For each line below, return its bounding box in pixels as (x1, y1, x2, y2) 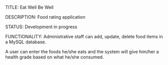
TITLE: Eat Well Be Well (5, 5, 54, 10)
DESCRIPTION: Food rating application (5, 14, 86, 20)
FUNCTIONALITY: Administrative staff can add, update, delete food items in (5, 34, 163, 39)
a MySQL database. (5, 39, 47, 45)
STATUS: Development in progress (5, 24, 77, 30)
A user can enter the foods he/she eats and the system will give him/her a (5, 49, 159, 54)
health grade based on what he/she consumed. (5, 54, 104, 60)
